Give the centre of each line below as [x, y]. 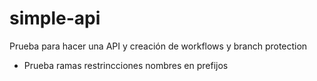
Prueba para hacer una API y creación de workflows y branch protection [158, 46]
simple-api [55, 18]
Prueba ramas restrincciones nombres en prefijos [126, 65]
